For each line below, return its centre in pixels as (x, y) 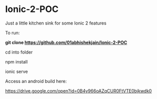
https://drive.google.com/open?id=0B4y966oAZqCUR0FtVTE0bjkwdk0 (78, 90)
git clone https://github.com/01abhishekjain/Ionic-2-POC (66, 42)
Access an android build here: (36, 81)
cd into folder (19, 52)
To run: (12, 32)
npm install (16, 61)
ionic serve (17, 71)
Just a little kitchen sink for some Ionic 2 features (56, 23)
